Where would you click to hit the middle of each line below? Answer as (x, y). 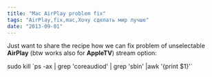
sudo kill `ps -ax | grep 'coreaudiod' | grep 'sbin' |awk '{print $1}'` (100, 67)
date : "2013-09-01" (35, 26)
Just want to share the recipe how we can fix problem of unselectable (106, 46)
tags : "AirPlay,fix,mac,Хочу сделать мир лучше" (78, 20)
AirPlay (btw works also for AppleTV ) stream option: (82, 53)
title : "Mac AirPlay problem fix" (57, 13)
